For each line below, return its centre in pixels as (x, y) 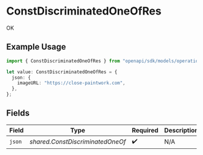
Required (145, 130)
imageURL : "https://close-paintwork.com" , (71, 83)
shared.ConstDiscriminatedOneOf (78, 142)
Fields (18, 113)
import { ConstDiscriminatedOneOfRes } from (63, 61)
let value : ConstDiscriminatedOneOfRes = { (62, 72)
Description (181, 130)
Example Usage (36, 47)
